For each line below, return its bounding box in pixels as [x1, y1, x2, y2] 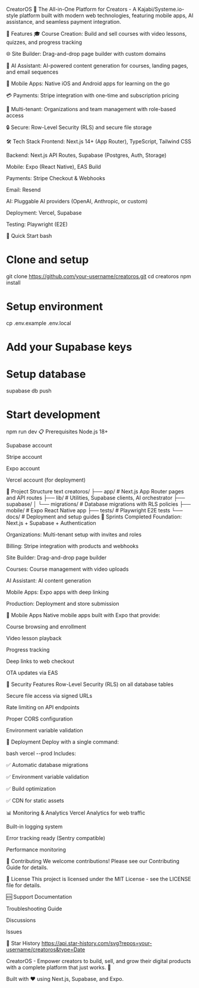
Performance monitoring [6, 846, 67, 853]
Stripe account [6, 453, 43, 460]
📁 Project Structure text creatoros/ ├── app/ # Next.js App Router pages [6, 487, 184, 495]
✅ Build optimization [6, 785, 56, 792]
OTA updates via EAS [6, 669, 58, 676]
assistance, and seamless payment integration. [6, 18, 122, 25]
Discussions [6, 916, 36, 924]
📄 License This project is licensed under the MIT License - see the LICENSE [6, 875, 191, 882]
